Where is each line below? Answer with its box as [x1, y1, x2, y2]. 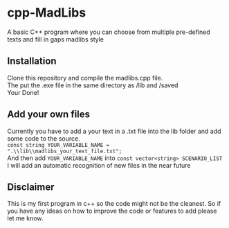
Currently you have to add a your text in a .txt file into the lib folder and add [7, 127, 221, 135]
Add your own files [7, 109, 91, 121]
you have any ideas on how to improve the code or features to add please [7, 207, 217, 216]
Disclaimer [7, 181, 55, 193]
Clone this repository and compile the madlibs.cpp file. [7, 73, 163, 82]
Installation [7, 55, 57, 67]
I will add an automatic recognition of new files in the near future [7, 161, 191, 169]
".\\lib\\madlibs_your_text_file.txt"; [7, 148, 122, 155]
